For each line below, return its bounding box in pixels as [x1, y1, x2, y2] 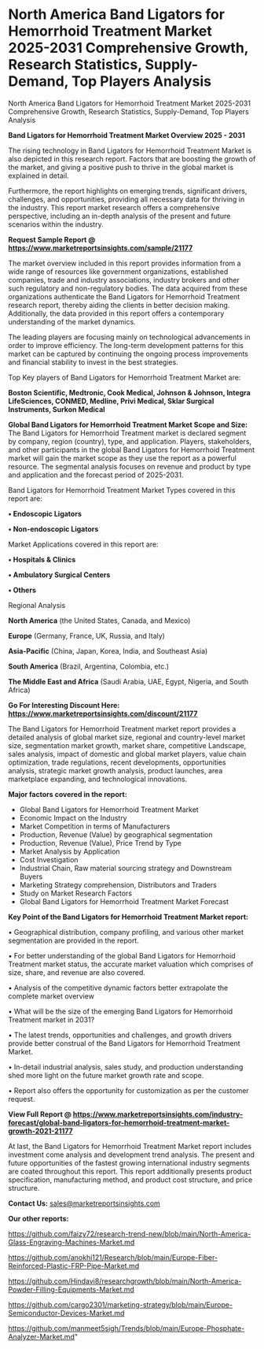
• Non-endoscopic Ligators [8, 524, 99, 533]
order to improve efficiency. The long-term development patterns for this [8, 340, 244, 350]
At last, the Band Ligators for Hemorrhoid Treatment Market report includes [8, 1141, 252, 1151]
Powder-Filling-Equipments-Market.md [8, 1284, 135, 1294]
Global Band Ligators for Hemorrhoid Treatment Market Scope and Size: [8, 420, 248, 429]
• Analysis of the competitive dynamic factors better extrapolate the [8, 983, 229, 992]
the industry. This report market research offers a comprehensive [8, 202, 220, 212]
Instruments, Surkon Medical [8, 404, 105, 414]
